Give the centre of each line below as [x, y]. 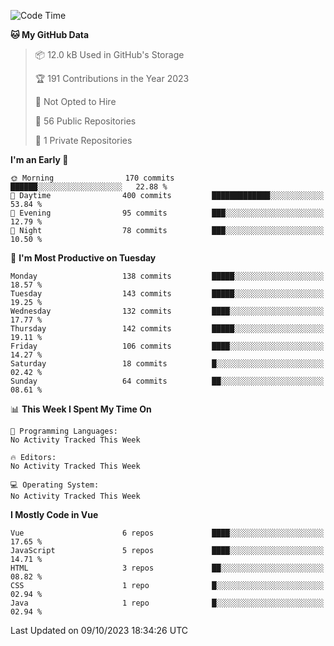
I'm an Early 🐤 [39, 159]
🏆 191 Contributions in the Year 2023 [112, 78]
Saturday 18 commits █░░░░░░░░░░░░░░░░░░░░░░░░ [167, 364]
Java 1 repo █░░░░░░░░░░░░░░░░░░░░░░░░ [167, 603]
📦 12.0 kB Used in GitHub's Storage [109, 54]
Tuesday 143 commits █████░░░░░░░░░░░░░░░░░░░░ [167, 294]
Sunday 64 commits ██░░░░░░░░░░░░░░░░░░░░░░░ [167, 381]
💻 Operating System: [55, 485]
